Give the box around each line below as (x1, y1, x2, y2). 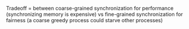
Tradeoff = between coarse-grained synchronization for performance (6, 5, 174, 11)
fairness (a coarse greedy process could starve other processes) (6, 17, 163, 23)
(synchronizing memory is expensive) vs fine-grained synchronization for (6, 11, 183, 18)
